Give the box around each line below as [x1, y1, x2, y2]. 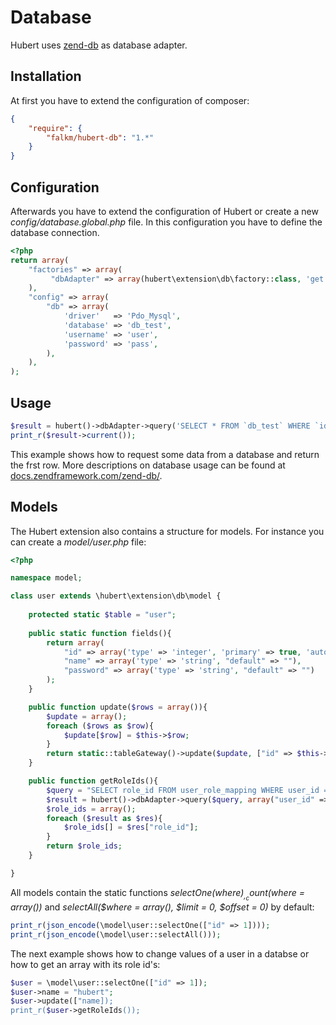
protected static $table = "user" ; [28, 610, 177, 620]
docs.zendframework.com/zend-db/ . [10, 469, 163, 481]
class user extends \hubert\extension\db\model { [10, 591, 222, 601]
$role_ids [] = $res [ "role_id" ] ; [63, 822, 199, 833]
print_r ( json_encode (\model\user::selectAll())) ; [10, 929, 222, 940]
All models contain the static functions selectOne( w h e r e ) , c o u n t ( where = [10, 886, 305, 902]
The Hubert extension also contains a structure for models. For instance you [10, 525, 325, 537]
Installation [10, 68, 82, 85]
